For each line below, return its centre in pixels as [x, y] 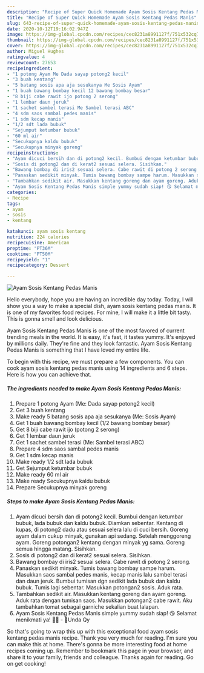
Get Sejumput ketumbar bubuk [54, 468]
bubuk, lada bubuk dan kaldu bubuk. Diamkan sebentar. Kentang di [99, 523]
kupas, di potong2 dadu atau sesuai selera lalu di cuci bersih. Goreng [102, 530]
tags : [14, 204]
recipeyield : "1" [29, 259]
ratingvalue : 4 [26, 57]
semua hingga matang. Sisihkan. [56, 549]
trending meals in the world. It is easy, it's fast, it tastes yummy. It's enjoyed [101, 337]
